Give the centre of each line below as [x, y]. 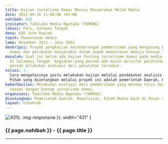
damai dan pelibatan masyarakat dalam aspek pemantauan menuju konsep [85, 52]
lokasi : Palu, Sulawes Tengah [37, 29]
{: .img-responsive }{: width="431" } [54, 117]
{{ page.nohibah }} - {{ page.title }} [49, 130]
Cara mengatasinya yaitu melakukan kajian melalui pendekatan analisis [86, 75]
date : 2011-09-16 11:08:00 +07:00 [41, 15]
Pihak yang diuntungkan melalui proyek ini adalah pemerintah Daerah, [85, 80]
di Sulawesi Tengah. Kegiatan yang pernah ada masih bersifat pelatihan [87, 61]
